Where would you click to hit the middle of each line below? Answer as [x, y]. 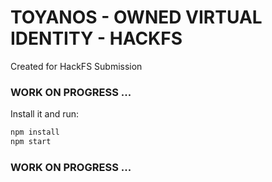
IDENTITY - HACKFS [96, 38]
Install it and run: [45, 114]
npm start [31, 142]
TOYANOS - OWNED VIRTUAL [136, 17]
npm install [35, 132]
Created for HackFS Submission [76, 66]
